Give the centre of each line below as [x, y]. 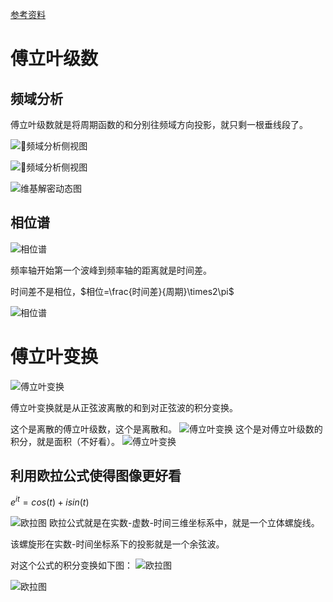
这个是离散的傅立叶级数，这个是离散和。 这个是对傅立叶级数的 [166, 429]
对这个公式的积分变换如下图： [71, 565]
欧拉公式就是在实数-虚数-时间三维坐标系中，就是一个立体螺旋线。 [184, 523]
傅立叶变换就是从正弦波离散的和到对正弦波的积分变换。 [124, 407]
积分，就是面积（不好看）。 [65, 441]
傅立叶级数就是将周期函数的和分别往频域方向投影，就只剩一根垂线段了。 [159, 124]
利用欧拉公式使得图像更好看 [96, 476]
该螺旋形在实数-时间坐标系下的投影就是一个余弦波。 [117, 544]
